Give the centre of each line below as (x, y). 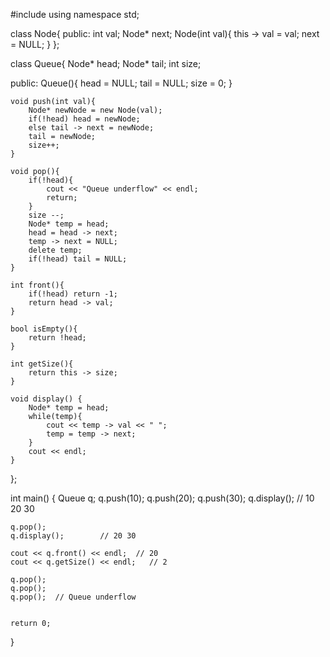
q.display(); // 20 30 (73, 536)
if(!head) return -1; (73, 294)
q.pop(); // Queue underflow (73, 597)
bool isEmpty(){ (44, 329)
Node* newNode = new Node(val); (95, 110)
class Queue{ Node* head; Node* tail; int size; (106, 63)
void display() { (46, 399)
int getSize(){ (42, 364)
